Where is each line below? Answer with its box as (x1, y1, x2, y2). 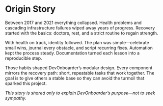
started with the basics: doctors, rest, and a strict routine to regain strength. (5, 30, 159, 36)
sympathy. (5, 95, 27, 101)
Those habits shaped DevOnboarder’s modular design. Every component (5, 65, 153, 71)
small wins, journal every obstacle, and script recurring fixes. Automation (5, 45, 153, 51)
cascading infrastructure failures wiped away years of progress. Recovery (5, 25, 155, 30)
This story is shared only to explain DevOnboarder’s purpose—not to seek (5, 90, 156, 96)
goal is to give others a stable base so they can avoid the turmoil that (5, 75, 145, 81)
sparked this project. (5, 80, 47, 86)
